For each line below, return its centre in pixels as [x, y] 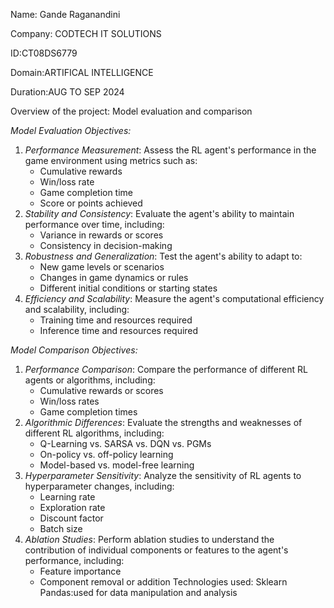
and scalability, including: [77, 309]
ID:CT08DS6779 [44, 53]
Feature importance [80, 571]
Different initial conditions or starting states [128, 288]
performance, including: [74, 560]
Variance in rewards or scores [101, 235]
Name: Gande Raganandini [65, 14]
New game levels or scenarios [102, 267]
